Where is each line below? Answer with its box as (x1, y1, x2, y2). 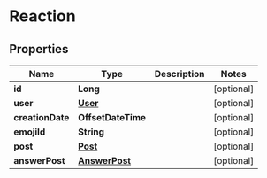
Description (154, 68, 205, 80)
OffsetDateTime (78, 112, 147, 123)
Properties (9, 42, 69, 57)
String (78, 126, 104, 138)
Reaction (9, 6, 77, 27)
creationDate (13, 112, 70, 123)
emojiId (13, 126, 46, 138)
